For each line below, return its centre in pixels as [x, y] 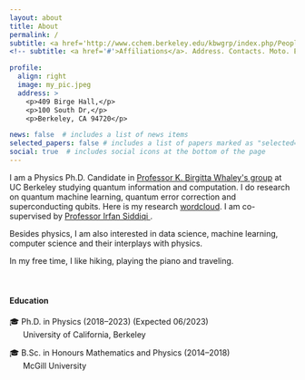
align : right [42, 77]
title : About [34, 26]
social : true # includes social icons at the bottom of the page [138, 152]
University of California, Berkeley [84, 335]
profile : [26, 68]
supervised [30, 216]
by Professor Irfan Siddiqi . [103, 216]
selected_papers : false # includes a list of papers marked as [132, 143]
